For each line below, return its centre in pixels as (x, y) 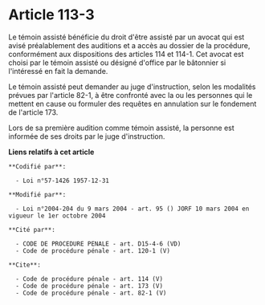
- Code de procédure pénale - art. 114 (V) (89, 279)
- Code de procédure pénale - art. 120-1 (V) (93, 250)
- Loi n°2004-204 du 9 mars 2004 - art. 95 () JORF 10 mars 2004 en (132, 209)
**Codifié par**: (37, 166)
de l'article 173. (33, 112)
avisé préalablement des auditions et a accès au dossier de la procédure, (129, 45)
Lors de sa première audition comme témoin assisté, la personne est (121, 128)
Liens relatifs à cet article (51, 152)
